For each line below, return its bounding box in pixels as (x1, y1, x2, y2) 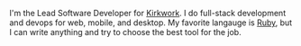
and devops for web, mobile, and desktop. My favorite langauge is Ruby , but (9, 17, 293, 28)
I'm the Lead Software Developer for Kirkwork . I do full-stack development (9, 8, 287, 18)
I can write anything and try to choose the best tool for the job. (9, 27, 242, 37)
